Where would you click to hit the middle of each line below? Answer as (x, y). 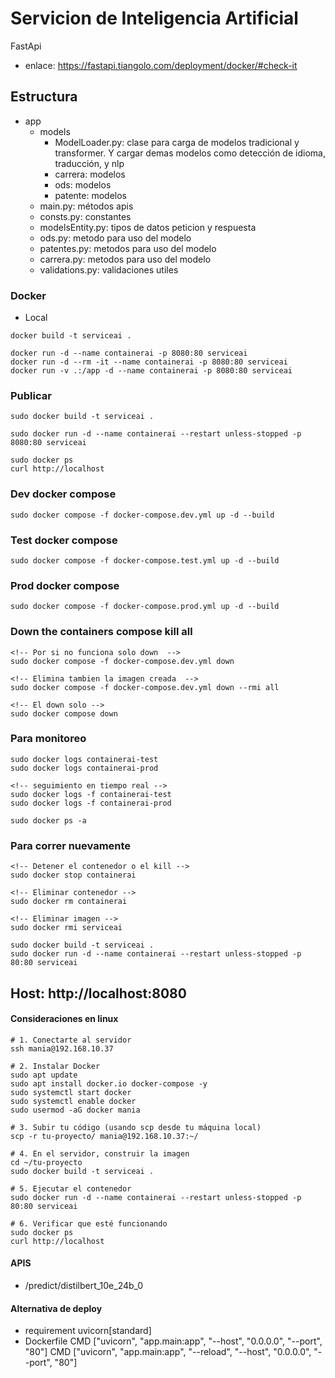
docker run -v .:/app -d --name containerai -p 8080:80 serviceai (151, 371)
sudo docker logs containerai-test (84, 759)
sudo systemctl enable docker (73, 1101)
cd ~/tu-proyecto (46, 1162)
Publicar (31, 395)
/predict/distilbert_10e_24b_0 (84, 1285)
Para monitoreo (48, 739)
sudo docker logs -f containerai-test (91, 794)
